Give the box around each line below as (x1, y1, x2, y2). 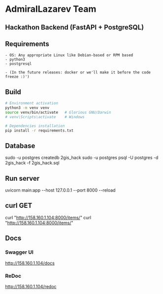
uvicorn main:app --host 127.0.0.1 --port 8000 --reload (5, 187, 116, 193)
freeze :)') (5, 74, 30, 79)
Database (5, 141, 35, 150)
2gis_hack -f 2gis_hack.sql (5, 160, 60, 166)
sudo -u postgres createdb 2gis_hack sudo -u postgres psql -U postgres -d (5, 155, 159, 161)
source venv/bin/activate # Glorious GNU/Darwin (5, 110, 111, 115)
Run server (5, 174, 40, 183)
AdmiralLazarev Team (5, 3, 97, 15)
